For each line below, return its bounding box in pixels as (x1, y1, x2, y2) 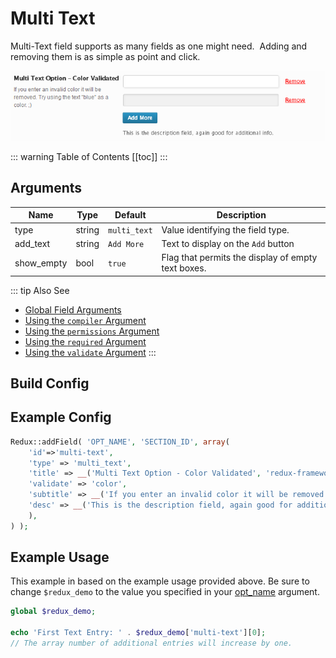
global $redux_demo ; (10, 607, 97, 617)
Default (114, 209, 147, 221)
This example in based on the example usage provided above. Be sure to (10, 575, 310, 587)
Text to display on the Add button (161, 237, 295, 249)
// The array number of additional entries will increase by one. (10, 638, 293, 649)
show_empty (14, 257, 68, 269)
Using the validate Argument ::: (24, 346, 157, 358)
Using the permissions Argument (24, 325, 160, 337)
